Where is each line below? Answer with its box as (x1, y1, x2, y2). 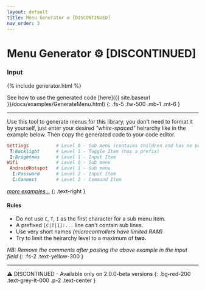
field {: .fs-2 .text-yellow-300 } (7, 253, 84, 260)
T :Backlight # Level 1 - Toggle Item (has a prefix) (9, 148, 160, 154)
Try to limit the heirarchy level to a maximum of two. (15, 235, 147, 242)
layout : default (7, 9, 48, 15)
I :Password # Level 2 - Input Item (12, 171, 116, 177)
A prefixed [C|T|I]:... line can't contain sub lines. (15, 222, 144, 229)
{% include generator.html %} (7, 82, 82, 89)
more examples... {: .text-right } (7, 187, 86, 195)
